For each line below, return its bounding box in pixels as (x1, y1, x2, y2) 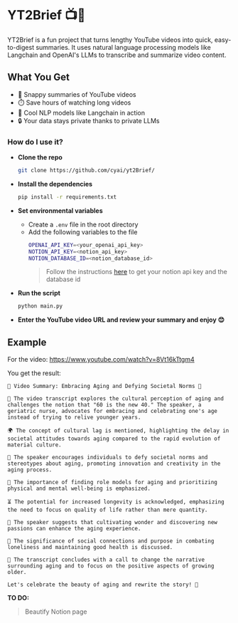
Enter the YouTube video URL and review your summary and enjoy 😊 (17, 315, 225, 324)
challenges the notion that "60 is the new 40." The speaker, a (7, 402, 202, 409)
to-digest (7, 43, 34, 51)
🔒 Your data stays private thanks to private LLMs (17, 116, 160, 125)
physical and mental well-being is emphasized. (7, 485, 151, 493)
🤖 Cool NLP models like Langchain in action (17, 108, 146, 117)
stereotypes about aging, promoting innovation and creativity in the (7, 460, 221, 468)
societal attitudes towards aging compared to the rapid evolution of (7, 435, 221, 443)
